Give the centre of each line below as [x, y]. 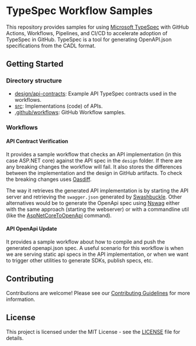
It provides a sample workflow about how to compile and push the [86, 242]
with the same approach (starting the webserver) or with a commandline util [97, 209]
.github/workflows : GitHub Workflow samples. [70, 112]
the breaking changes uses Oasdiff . [49, 179]
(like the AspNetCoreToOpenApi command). [59, 215]
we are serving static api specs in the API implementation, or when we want [97, 254]
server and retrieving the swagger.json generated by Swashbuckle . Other [94, 197]
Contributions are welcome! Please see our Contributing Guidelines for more [98, 293]
